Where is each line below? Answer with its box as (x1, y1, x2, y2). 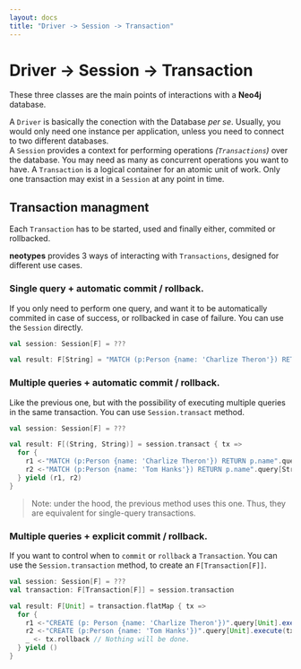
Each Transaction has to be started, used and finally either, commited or (9, 223, 276, 234)
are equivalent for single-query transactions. (30, 508, 196, 518)
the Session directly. (9, 322, 83, 333)
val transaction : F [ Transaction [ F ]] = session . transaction (9, 585, 235, 595)
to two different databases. (9, 135, 109, 146)
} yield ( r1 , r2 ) (17, 473, 82, 482)
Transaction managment (9, 199, 150, 215)
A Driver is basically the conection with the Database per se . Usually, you (9, 117, 281, 127)
